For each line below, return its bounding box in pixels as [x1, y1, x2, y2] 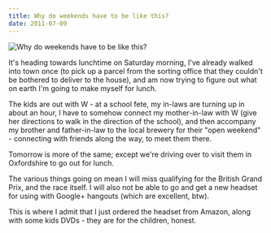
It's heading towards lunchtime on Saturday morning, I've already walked [8, 58, 254, 67]
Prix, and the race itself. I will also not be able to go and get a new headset [8, 182, 258, 192]
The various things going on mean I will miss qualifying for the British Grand [8, 174, 263, 183]
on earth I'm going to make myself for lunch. [8, 83, 157, 93]
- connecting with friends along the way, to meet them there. [8, 133, 212, 143]
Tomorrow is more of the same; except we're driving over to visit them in [8, 149, 252, 159]
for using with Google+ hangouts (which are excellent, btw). [8, 191, 210, 201]
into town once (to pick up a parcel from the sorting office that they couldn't [8, 66, 263, 76]
